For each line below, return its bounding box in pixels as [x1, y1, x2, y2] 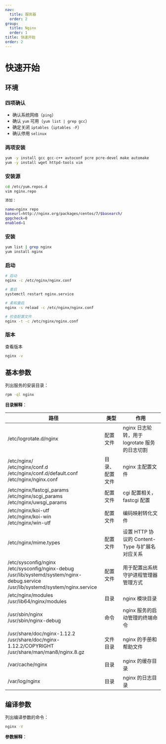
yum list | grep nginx [5, 245, 52, 250]
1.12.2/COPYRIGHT [7, 643, 54, 649]
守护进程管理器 [123, 572, 158, 579]
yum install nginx [5, 249, 43, 254]
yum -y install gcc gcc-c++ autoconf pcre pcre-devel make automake [5, 155, 149, 160]
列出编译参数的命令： [5, 714, 48, 720]
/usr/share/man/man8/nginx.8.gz [7, 649, 85, 656]
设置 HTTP [123, 528, 148, 535]
